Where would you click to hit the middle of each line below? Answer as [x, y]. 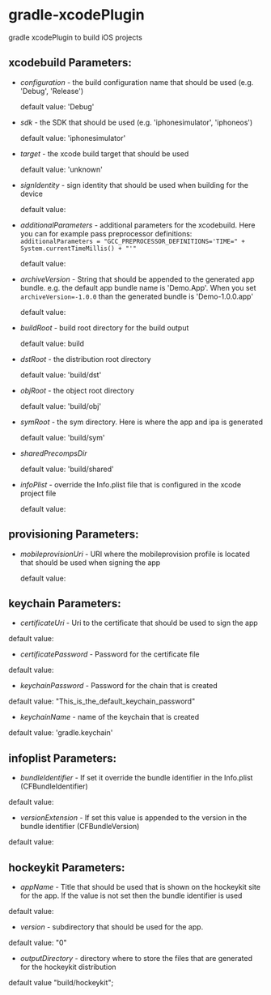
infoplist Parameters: [63, 758]
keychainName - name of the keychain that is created [110, 717]
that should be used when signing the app [90, 562]
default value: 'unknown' [61, 169]
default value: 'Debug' [57, 106]
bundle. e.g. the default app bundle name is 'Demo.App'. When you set [138, 287]
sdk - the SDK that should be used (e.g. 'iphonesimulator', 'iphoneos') [136, 122]
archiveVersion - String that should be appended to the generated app [137, 279]
